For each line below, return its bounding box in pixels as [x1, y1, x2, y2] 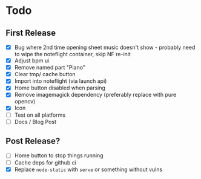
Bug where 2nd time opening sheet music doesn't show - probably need [14, 44, 196, 51]
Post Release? [5, 136, 61, 146]
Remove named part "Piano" [14, 64, 86, 71]
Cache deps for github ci [14, 158, 77, 166]
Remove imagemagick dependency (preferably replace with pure [14, 91, 177, 99]
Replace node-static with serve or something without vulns [14, 166, 163, 173]
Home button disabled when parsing [14, 84, 105, 91]
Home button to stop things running [14, 152, 104, 159]
